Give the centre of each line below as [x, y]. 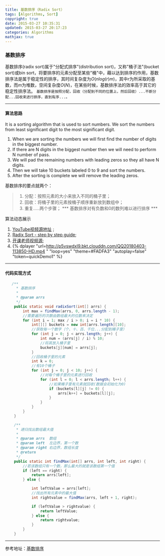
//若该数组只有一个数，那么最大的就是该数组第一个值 [69, 466]
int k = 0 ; [42, 361]
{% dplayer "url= [29, 246]
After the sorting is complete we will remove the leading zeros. [75, 176]
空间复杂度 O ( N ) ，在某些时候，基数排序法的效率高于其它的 [97, 85]
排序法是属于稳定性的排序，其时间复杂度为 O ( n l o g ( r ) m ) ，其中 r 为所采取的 [78, 79]
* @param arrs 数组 [36, 439]
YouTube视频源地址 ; [33, 229]
